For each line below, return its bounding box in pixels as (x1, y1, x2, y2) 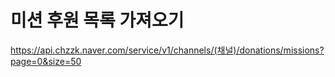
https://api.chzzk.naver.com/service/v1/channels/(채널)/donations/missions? (10, 44, 325, 56)
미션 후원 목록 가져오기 (10, 9, 185, 32)
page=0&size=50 (10, 55, 82, 67)
